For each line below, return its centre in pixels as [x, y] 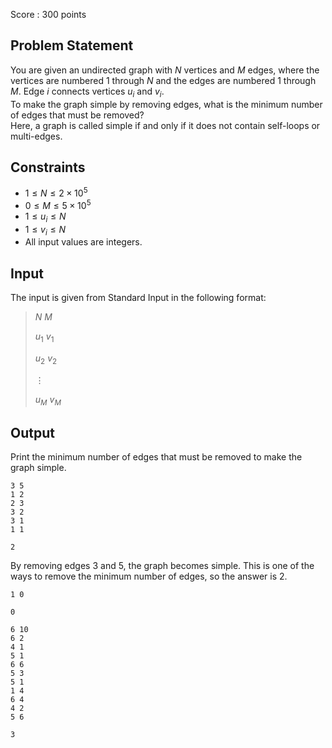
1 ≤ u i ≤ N [45, 217]
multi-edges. [36, 136]
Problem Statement [72, 45]
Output [32, 432]
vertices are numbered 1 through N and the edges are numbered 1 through [163, 80]
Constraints [48, 167]
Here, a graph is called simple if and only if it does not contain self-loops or [165, 125]
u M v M [48, 400]
